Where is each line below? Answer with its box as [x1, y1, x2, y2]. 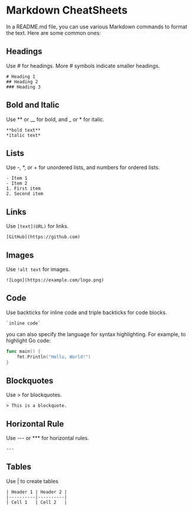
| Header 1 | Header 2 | [6, 489, 67, 495]
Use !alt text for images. [6, 266, 70, 272]
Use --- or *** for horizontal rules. [6, 435, 90, 442]
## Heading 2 [6, 79, 38, 84]
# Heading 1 [6, 73, 35, 80]
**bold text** [6, 127, 41, 133]
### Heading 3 [6, 84, 41, 90]
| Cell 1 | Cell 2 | [6, 499, 67, 505]
